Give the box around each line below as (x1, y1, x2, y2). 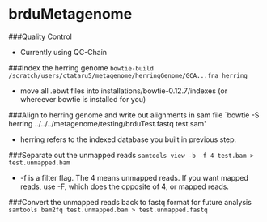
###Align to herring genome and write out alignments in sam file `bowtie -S (8, 110, 260, 120)
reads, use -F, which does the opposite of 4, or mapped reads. (19, 181, 229, 191)
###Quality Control (8, 32, 73, 41)
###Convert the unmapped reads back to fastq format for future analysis (8, 197, 252, 207)
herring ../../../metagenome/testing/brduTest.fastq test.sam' (8, 118, 206, 128)
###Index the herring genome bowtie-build (8, 62, 154, 73)
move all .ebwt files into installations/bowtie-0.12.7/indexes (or (19, 86, 228, 96)
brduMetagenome (8, 5, 133, 23)
